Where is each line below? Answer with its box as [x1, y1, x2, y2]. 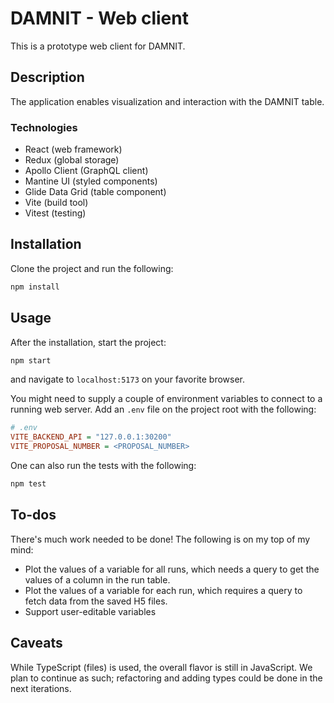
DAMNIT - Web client [10, 7, 189, 30]
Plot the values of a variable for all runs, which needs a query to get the [24, 563, 320, 575]
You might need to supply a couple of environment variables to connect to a [10, 393, 323, 405]
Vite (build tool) [24, 197, 89, 209]
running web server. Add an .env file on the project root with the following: [10, 403, 317, 416]
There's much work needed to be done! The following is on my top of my [10, 533, 311, 545]
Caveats [10, 635, 63, 652]
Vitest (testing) [24, 207, 87, 219]
